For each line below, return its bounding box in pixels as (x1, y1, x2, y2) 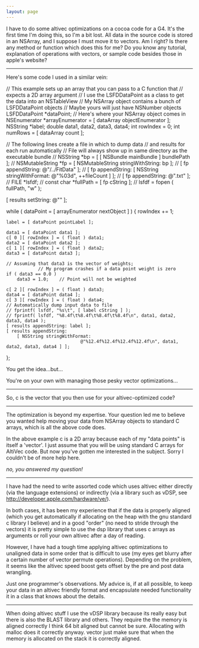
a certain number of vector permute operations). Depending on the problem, (6, 556, 192, 563)
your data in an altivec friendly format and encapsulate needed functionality (6, 586, 191, 593)
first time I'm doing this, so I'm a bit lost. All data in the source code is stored (6, 31, 193, 39)
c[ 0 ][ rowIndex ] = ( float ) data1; (6, 235, 105, 241)
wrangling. (6, 569, 33, 576)
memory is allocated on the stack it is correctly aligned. (6, 635, 142, 642)
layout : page (6, 8, 38, 15)
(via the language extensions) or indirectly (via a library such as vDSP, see (6, 489, 188, 496)
